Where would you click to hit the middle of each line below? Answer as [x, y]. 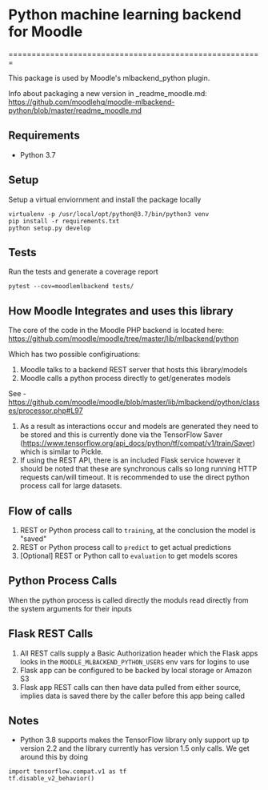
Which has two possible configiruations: [74, 355]
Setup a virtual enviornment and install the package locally [105, 199]
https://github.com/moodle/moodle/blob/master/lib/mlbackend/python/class [134, 403]
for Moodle [46, 32]
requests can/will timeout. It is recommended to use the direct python [134, 477]
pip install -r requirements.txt [64, 221]
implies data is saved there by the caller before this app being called [132, 696]
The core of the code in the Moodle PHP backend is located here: [116, 331]
